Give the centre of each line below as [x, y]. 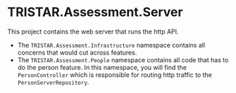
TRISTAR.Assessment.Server [95, 12]
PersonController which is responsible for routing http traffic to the [115, 75]
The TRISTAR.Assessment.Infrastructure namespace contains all [111, 45]
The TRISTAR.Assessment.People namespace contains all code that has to [123, 59]
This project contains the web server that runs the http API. [93, 31]
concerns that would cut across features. [77, 52]
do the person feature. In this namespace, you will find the [102, 67]
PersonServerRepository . [53, 82]
